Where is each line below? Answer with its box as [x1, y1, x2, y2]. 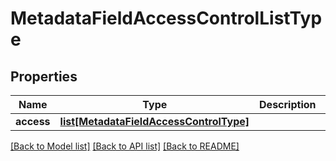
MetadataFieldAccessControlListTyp [10, 7, 323, 30]
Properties [10, 68, 78, 85]
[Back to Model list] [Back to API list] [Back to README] [10, 140, 240, 152]
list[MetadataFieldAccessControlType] [59, 115, 250, 128]
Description [259, 98, 317, 111]
